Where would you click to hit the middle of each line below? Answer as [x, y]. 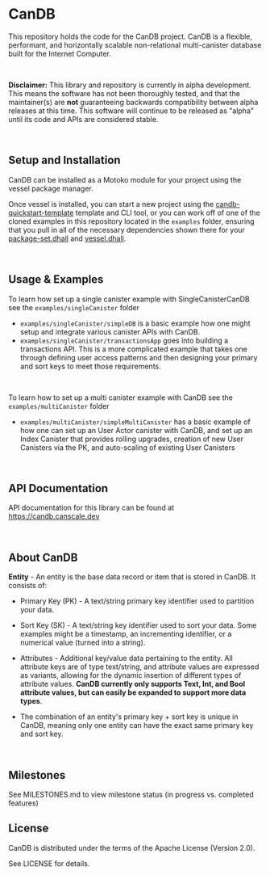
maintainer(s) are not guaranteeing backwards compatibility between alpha [133, 102]
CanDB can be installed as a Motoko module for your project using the [125, 179]
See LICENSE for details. [49, 863]
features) [23, 803]
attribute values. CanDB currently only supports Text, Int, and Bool [133, 684]
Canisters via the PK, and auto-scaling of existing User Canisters [127, 447]
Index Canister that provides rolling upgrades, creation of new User [132, 439]
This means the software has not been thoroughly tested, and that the [124, 93]
